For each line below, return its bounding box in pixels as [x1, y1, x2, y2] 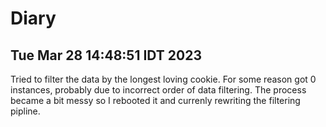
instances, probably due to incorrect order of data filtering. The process [10, 84, 307, 96]
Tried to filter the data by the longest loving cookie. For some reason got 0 [10, 73, 317, 85]
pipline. [10, 105, 41, 117]
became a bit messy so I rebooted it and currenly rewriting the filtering [10, 95, 301, 106]
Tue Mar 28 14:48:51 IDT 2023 [10, 47, 202, 64]
